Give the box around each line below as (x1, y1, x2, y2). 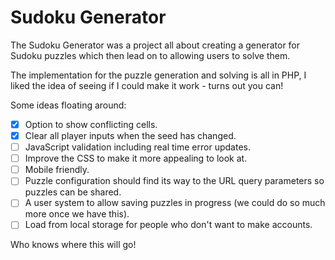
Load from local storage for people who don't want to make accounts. (24, 219, 313, 231)
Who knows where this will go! (10, 239, 137, 251)
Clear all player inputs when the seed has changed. (24, 130, 237, 141)
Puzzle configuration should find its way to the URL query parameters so (24, 175, 325, 187)
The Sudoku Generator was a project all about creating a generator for (10, 39, 301, 51)
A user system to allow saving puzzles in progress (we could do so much (24, 197, 326, 209)
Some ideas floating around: (10, 99, 127, 111)
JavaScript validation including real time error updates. (24, 141, 251, 153)
